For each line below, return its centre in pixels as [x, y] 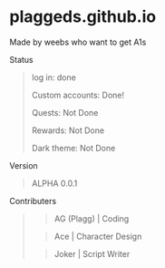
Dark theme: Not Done [73, 148]
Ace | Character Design [98, 236]
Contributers [33, 201]
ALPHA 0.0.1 [54, 183]
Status [21, 59]
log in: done [54, 77]
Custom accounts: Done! [78, 95]
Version [24, 165]
